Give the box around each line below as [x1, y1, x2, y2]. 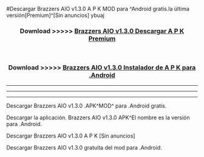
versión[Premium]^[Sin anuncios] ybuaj [6, 12, 105, 19]
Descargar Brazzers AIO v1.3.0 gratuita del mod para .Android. [6, 144, 162, 151]
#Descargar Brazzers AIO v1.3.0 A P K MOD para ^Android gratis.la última [6, 5, 190, 12]
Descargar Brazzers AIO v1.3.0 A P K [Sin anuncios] [6, 132, 135, 139]
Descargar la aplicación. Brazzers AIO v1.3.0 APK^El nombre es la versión [6, 114, 190, 121]
